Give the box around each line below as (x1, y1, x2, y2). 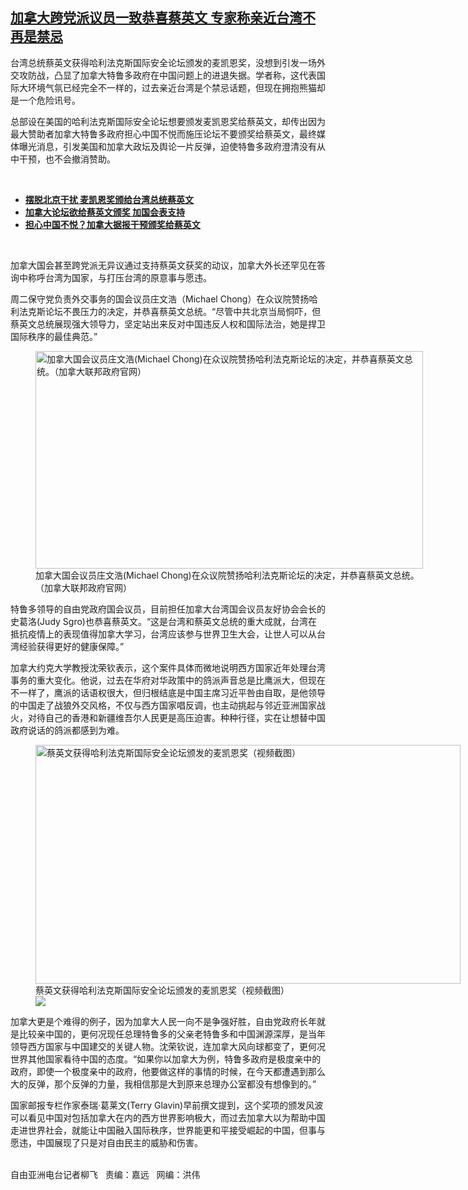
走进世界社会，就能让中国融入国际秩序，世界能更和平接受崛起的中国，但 (10, 1124, 308, 1136)
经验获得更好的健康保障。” (18, 640, 125, 652)
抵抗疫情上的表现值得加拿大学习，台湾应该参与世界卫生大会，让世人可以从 (10, 628, 317, 640)
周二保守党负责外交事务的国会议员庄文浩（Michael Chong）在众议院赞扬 (10, 293, 310, 305)
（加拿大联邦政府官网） (35, 581, 132, 593)
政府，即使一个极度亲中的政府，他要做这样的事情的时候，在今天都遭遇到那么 (10, 1065, 326, 1077)
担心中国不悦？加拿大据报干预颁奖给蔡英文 (24, 218, 201, 230)
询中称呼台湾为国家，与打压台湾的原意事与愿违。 (10, 271, 212, 283)
